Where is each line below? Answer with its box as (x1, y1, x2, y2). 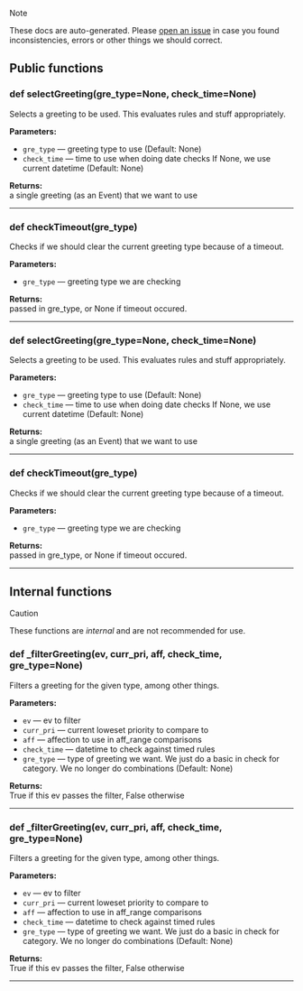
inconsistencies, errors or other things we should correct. (9, 35, 223, 45)
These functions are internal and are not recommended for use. (9, 625, 246, 636)
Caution (9, 608, 39, 619)
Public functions (9, 60, 104, 76)
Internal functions (9, 584, 113, 599)
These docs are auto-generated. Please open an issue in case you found (9, 25, 280, 35)
